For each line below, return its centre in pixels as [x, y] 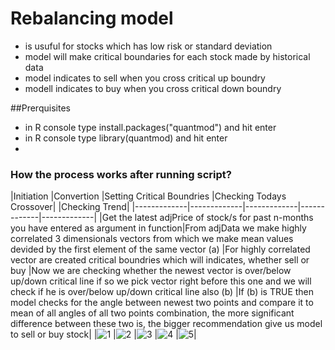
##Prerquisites [40, 108]
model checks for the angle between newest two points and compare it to [162, 303]
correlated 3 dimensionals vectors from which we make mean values [152, 239]
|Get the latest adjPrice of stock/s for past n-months [206, 218]
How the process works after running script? [121, 174]
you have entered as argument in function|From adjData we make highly [158, 228]
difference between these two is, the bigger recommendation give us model [166, 324]
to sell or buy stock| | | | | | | [103, 334]
